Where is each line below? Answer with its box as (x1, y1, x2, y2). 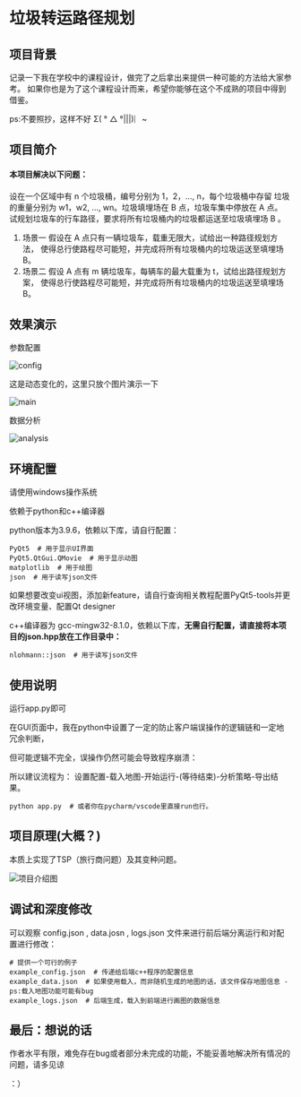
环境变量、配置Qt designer (16, 601, 116, 612)
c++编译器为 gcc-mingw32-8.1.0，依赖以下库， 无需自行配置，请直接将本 (9, 620, 279, 631)
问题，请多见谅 (9, 1059, 64, 1070)
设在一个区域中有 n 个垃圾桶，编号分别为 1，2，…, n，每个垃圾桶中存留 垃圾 (9, 190, 290, 202)
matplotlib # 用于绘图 (9, 564, 92, 573)
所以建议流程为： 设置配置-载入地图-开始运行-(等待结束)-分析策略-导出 (9, 772, 271, 782)
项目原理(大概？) (9, 828, 101, 843)
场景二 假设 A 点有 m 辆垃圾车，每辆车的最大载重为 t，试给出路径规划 (21, 265, 279, 276)
